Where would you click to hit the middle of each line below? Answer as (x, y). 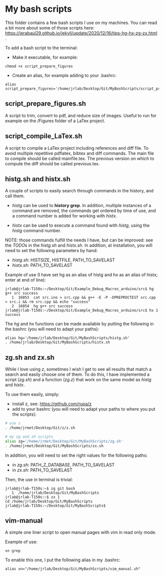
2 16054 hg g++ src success (42, 306)
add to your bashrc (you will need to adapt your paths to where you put (84, 409)
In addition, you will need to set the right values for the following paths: (76, 455)
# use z (13, 423)
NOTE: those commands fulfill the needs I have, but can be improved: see (79, 240)
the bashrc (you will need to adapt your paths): (52, 329)
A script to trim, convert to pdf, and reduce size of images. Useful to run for (81, 115)
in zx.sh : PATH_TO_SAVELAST (42, 470)
